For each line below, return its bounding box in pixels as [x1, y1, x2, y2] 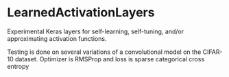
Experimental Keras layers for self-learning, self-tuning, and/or [7, 27, 184, 35]
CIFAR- [202, 48, 223, 56]
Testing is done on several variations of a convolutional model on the [7, 48, 202, 56]
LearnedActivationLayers [7, 5, 155, 20]
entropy [7, 62, 29, 70]
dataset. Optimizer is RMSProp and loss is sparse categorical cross [14, 55, 205, 63]
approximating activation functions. [7, 34, 107, 42]
